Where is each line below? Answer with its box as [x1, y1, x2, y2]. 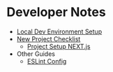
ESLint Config [27, 57, 67, 65]
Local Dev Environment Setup [16, 27, 103, 36]
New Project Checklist [16, 34, 81, 43]
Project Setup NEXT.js [27, 42, 91, 50]
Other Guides [16, 50, 55, 58]
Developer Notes [6, 4, 106, 20]
